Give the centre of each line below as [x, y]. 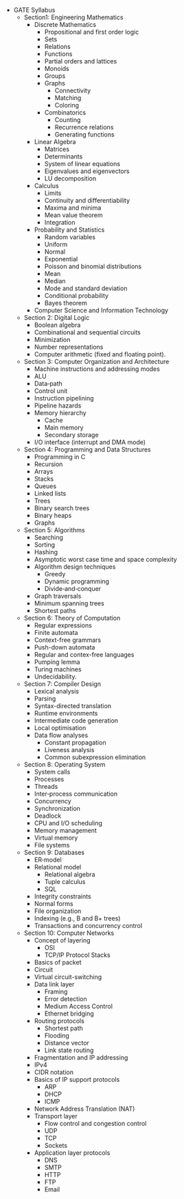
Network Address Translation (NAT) [84, 1109]
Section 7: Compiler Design [62, 684]
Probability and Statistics [69, 230]
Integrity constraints [62, 896]
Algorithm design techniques [75, 567]
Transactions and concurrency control [88, 926]
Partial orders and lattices [81, 61]
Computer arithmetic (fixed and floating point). [100, 354]
